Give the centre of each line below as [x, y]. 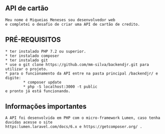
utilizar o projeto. [27, 69]
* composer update [42, 82]
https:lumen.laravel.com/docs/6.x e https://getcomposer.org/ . [74, 127]
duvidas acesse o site [29, 122]
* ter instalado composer [32, 56]
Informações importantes [46, 107]
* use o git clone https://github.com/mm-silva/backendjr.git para [77, 64]
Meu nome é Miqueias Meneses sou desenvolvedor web [60, 20]
